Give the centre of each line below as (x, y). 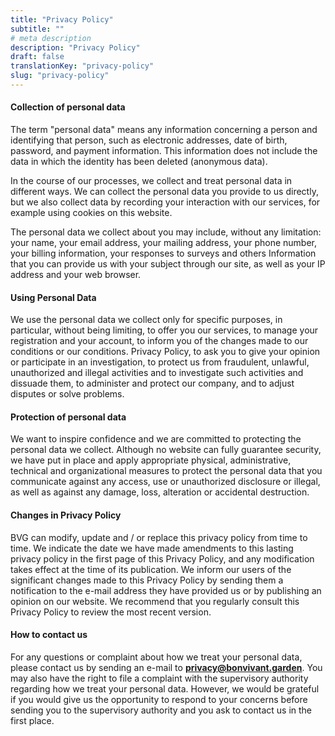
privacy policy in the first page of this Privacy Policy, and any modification (162, 558)
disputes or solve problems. (67, 394)
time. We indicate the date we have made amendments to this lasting (152, 548)
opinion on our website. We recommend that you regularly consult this (155, 601)
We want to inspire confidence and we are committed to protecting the (156, 439)
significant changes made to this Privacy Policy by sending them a (147, 580)
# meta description (51, 38)
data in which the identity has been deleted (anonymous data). (139, 162)
